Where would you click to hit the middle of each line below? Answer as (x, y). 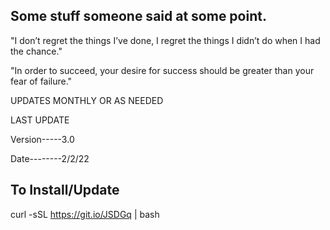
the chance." (36, 51)
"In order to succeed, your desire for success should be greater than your (162, 70)
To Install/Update (65, 190)
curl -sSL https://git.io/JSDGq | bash (85, 214)
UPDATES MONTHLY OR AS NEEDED (87, 100)
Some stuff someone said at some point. (138, 16)
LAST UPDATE (40, 120)
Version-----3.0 (42, 139)
